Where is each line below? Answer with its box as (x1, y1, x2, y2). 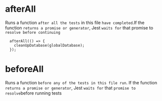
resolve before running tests (5, 90, 62, 96)
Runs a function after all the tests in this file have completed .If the (5, 20, 145, 25)
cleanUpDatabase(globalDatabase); (14, 43, 85, 48)
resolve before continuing (5, 30, 61, 35)
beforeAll (5, 64, 44, 75)
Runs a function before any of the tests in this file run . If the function (5, 79, 158, 85)
